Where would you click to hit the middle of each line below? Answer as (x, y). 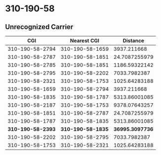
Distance (134, 41)
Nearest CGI (85, 41)
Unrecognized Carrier (39, 27)
